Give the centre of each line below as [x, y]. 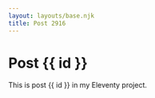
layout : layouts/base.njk [51, 16]
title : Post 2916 [37, 23]
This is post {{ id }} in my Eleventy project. [78, 85]
